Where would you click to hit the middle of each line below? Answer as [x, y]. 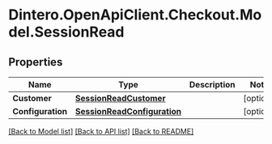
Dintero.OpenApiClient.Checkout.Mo [135, 15]
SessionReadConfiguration [129, 111]
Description [212, 85]
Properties [36, 62]
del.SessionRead [66, 32]
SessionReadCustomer [121, 98]
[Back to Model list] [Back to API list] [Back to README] [101, 131]
